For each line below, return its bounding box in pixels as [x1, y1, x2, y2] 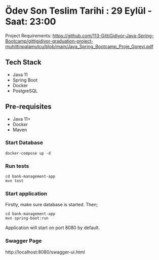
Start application [5, 190, 48, 197]
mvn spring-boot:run [5, 216, 49, 221]
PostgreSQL [12, 88, 38, 94]
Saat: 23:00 [5, 16, 56, 27]
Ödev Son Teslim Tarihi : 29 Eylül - [5, 5, 152, 17]
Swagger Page [5, 237, 42, 244]
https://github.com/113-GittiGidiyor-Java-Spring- [52, 32, 154, 39]
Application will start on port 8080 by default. [5, 225, 100, 231]
